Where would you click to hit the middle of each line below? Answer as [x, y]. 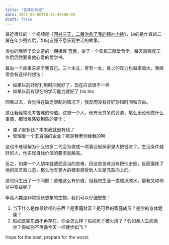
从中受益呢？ [18, 187]
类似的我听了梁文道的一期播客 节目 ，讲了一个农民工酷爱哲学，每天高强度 [81, 51]
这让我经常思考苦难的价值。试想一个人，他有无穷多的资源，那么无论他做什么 [84, 113]
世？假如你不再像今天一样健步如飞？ [50, 227]
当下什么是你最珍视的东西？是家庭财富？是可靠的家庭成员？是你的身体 [85, 208]
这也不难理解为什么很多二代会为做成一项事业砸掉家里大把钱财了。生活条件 [82, 147]
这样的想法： [32, 74]
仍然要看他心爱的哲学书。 [40, 57]
